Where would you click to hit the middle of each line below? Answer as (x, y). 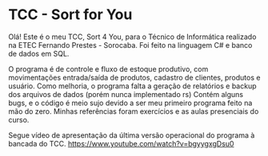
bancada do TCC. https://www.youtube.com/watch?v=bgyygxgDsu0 (121, 143)
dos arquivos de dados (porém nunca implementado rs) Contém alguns (126, 94)
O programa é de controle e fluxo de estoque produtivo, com (108, 68)
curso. (19, 119)
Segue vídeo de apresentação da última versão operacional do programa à (132, 135)
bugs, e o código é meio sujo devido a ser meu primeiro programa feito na (130, 103)
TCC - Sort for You (70, 15)
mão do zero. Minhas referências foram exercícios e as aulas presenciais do (134, 111)
